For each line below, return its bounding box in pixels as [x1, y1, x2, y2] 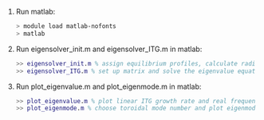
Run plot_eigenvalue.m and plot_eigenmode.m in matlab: [15, 82, 202, 91]
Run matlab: [15, 7, 56, 16]
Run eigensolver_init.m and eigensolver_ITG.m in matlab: [15, 44, 203, 54]
